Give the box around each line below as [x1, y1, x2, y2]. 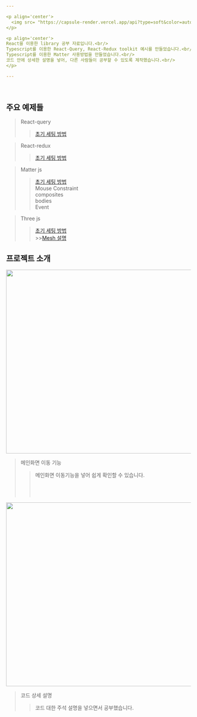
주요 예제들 [6, 102, 44, 112]
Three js [20, 215, 41, 222]
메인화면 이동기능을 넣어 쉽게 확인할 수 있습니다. [35, 472, 145, 479]
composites [35, 191, 63, 198]
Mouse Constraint [35, 185, 79, 192]
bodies [35, 198, 52, 205]
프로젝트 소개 [6, 254, 51, 264]
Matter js [20, 166, 42, 174]
